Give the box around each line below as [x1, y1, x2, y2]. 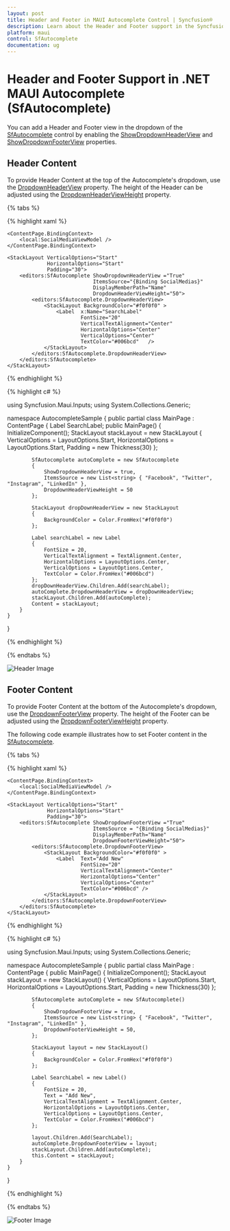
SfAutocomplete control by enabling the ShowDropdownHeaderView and [7, 130, 214, 138]
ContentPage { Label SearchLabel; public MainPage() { [7, 421, 162, 429]
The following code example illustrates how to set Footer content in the [7, 730, 207, 738]
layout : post [7, 10, 44, 17]
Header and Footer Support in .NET [7, 71, 211, 87]
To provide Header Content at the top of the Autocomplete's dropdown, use [7, 175, 221, 184]
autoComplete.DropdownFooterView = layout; [31, 1140, 157, 1147]
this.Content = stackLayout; [31, 1152, 115, 1159]
